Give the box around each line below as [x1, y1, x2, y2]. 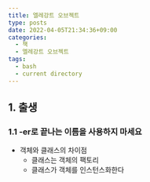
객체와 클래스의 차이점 [19, 146, 88, 155]
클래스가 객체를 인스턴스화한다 [31, 166, 124, 175]
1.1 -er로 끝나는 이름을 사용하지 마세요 [8, 126, 143, 137]
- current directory [15, 70, 82, 78]
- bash [15, 63, 37, 71]
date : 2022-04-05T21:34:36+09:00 [8, 26, 118, 34]
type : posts [8, 19, 47, 27]
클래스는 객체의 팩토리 [31, 155, 100, 165]
